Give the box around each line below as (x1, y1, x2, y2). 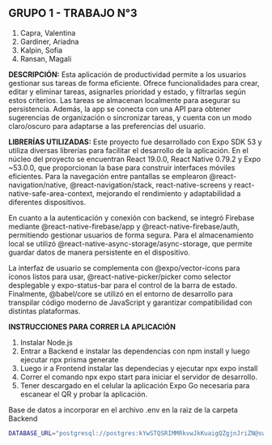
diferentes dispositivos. (8, 197, 87, 207)
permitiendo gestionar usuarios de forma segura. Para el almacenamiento (8, 230, 254, 240)
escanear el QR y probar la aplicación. (19, 389, 148, 399)
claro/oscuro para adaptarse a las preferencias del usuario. (8, 121, 206, 131)
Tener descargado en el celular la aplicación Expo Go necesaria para (19, 380, 250, 390)
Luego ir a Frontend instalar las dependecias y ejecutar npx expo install (19, 363, 258, 373)
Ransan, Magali (19, 53, 72, 63)
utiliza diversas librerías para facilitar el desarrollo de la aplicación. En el (8, 145, 249, 155)
